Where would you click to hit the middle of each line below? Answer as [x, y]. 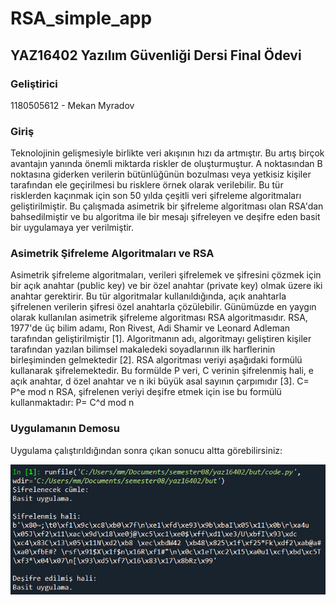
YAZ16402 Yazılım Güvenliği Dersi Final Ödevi [156, 55]
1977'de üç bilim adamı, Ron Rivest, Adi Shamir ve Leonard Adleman [150, 328]
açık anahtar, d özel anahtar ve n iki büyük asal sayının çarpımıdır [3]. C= [160, 381]
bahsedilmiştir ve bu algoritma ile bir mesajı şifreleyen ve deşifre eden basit [165, 217]
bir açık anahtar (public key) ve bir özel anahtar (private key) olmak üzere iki [166, 286]
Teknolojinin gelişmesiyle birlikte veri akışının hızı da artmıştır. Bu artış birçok [167, 153]
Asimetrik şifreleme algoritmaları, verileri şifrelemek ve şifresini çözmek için [166, 275]
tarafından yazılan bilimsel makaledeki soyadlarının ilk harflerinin [143, 349]
